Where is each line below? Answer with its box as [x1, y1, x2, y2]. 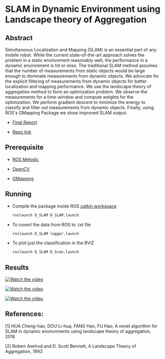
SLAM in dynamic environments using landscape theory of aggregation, [5, 328, 152, 334]
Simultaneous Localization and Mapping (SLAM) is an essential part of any [5, 47, 157, 52]
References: [5, 310, 43, 318]
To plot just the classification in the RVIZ [12, 240, 94, 246]
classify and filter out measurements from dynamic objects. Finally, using [5, 105, 154, 110]
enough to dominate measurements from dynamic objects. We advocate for [5, 73, 159, 79]
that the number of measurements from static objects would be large [5, 68, 145, 74]
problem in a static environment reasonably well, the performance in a [5, 57, 148, 63]
